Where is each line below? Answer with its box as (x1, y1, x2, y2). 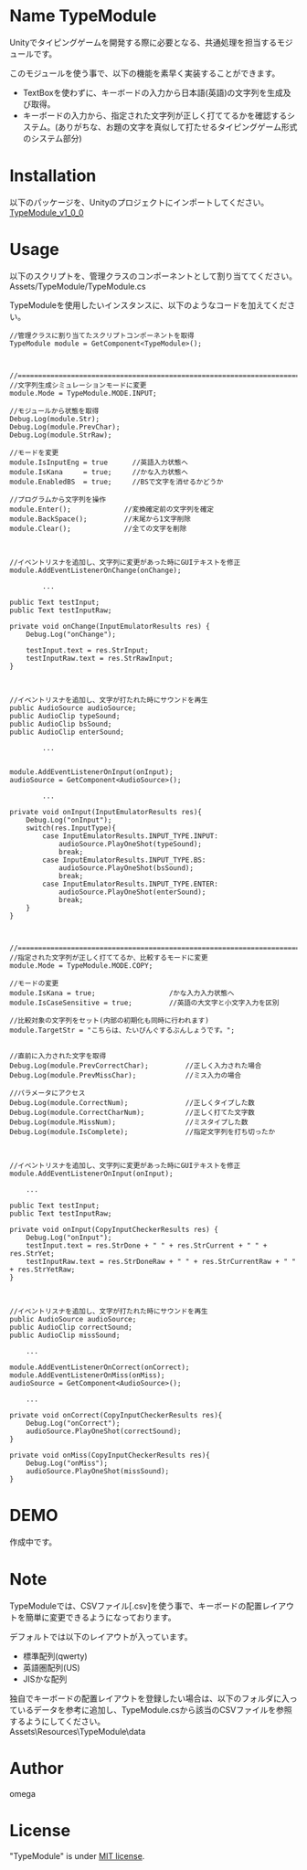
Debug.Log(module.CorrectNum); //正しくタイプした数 (9, 1098, 256, 1107)
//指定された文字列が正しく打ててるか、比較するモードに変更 (9, 952, 208, 962)
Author (9, 1758, 64, 1779)
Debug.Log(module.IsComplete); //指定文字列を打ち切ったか (9, 1127, 276, 1136)
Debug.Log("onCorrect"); (26, 1418, 121, 1428)
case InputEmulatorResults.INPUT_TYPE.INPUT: (42, 831, 219, 841)
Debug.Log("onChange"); (26, 630, 117, 639)
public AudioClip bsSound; (9, 719, 112, 728)
